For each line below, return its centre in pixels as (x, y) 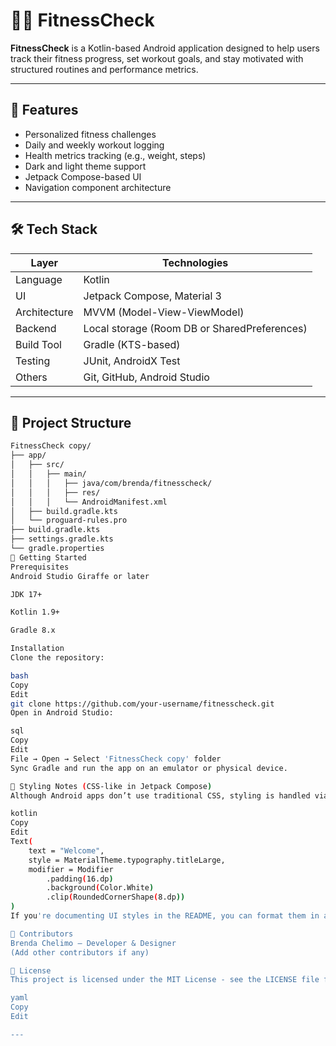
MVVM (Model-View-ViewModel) (164, 312)
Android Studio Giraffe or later (80, 576)
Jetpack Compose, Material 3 (152, 296)
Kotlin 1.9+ (35, 612)
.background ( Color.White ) (100, 888)
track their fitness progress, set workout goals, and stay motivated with (157, 58)
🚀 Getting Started (48, 557)
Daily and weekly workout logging (94, 145)
